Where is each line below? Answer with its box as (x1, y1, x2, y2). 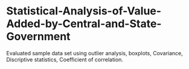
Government (6, 30, 71, 43)
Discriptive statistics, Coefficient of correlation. (6, 56, 124, 63)
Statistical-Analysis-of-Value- (6, 4, 162, 18)
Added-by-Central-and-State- (6, 17, 162, 31)
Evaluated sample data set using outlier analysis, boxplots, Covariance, (6, 49, 183, 56)
